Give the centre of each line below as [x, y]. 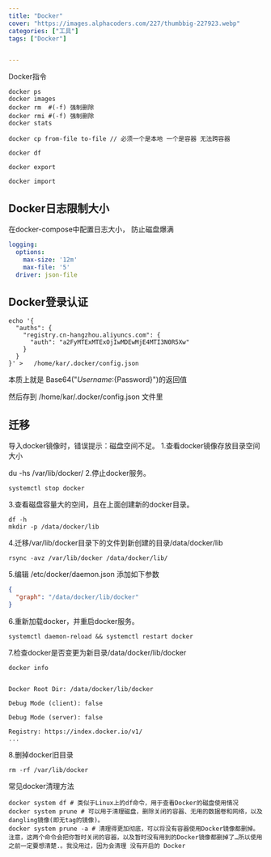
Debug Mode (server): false [56, 717]
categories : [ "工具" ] [44, 31]
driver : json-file [47, 275]
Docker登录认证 [49, 301]
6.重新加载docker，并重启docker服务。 [74, 621]
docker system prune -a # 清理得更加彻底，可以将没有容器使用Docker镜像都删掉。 [134, 829]
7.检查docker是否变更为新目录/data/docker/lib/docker [97, 652]
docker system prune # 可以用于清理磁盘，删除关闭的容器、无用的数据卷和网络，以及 [135, 811]
